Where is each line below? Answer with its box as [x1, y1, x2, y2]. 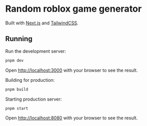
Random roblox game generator [5, 3, 142, 15]
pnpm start [5, 106, 28, 111]
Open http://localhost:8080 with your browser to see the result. [5, 115, 138, 121]
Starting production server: [5, 96, 62, 102]
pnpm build [5, 87, 28, 92]
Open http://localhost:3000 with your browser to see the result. [5, 67, 138, 73]
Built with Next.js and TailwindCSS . [5, 20, 79, 26]
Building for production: [5, 77, 55, 83]
